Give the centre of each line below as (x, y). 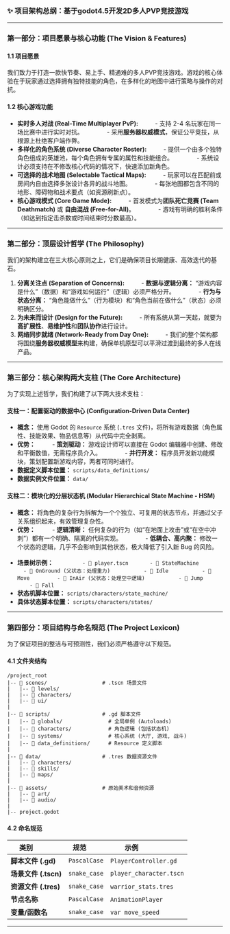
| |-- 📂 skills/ (33, 769)
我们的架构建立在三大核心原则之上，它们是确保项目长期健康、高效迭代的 (109, 259)
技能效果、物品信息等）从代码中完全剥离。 (89, 436)
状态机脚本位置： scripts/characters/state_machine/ (92, 593)
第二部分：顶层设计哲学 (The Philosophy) (76, 244)
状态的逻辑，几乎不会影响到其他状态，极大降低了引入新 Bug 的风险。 (120, 546)
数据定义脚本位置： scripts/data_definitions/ (83, 470)
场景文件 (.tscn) (36, 874)
